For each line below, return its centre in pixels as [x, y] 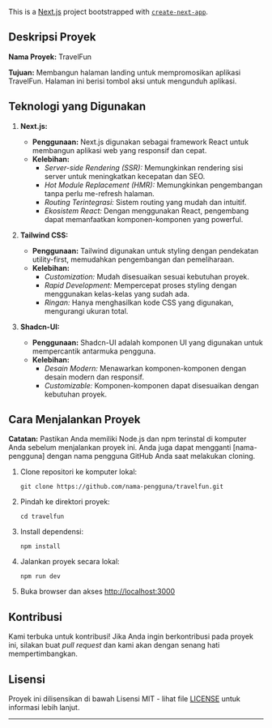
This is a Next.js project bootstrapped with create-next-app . [108, 12]
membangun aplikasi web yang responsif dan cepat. [119, 150]
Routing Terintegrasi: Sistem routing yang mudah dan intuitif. [145, 202]
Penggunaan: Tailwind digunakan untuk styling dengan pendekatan [145, 251]
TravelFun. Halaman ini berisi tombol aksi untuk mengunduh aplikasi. [123, 81]
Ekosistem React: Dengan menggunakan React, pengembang [147, 211]
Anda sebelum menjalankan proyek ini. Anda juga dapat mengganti [120, 448]
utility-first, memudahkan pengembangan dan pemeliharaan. [133, 259]
